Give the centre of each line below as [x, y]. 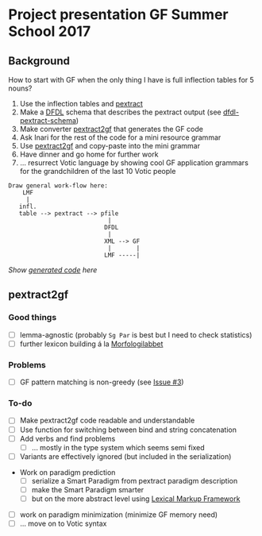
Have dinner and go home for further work [89, 154]
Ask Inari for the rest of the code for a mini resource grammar [120, 137]
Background [39, 61]
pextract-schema [48, 120]
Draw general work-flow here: [58, 186]
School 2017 [50, 31]
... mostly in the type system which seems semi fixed [118, 447]
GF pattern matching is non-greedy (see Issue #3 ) [102, 382]
